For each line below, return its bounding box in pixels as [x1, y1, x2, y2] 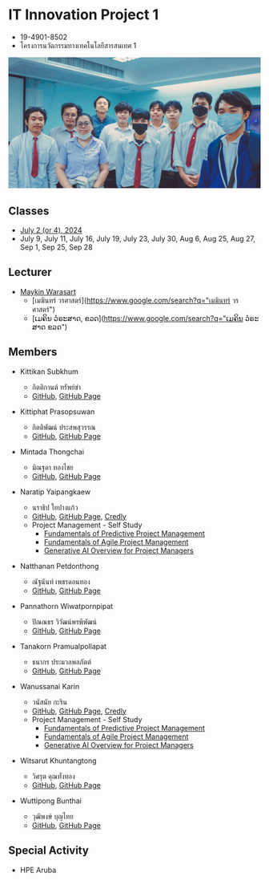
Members [8, 345, 58, 359]
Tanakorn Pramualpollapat [19, 641, 106, 651]
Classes [8, 204, 50, 217]
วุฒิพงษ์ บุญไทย [31, 811, 74, 821]
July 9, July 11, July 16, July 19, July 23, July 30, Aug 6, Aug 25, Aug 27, [19, 234, 256, 244]
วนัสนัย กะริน [31, 696, 68, 707]
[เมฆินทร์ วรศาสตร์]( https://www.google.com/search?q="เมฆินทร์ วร [31, 295, 239, 305]
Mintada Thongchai [19, 447, 85, 457]
